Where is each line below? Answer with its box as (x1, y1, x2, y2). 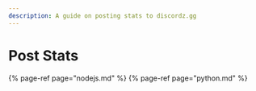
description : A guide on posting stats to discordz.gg (8, 11, 197, 20)
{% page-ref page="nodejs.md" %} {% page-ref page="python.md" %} (8, 73, 248, 83)
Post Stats (8, 46, 79, 64)
